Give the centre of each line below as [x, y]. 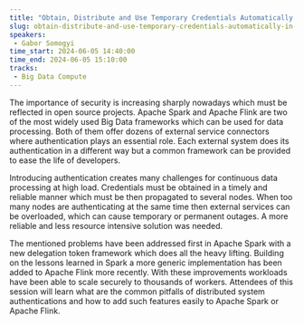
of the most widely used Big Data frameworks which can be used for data [147, 121]
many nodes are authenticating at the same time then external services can [150, 206]
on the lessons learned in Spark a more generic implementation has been [146, 263]
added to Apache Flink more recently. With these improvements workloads [148, 272]
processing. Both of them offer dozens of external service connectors [139, 131]
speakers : [28, 34]
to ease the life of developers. [65, 160]
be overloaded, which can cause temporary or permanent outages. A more [149, 216]
